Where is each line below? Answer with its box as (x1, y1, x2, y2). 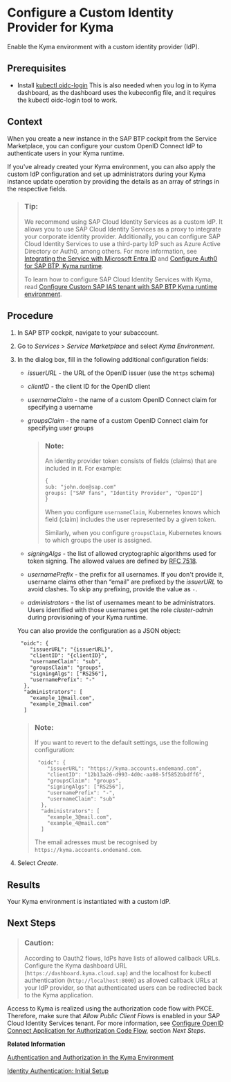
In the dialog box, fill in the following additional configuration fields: (17, 355, 209, 363)
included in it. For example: (44, 464, 122, 472)
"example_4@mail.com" (47, 820, 109, 827)
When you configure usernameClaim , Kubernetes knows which (44, 507, 221, 516)
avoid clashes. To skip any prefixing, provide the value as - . (27, 584, 198, 593)
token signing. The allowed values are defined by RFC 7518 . (27, 557, 198, 565)
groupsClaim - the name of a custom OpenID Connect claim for (27, 416, 209, 424)
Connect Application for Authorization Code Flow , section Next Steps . (7, 1026, 206, 1034)
